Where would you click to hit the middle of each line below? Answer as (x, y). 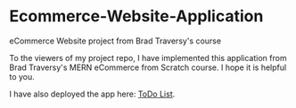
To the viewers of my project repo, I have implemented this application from (148, 58)
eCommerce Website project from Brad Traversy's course (115, 41)
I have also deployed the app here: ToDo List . (92, 94)
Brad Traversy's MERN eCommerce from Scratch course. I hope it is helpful (148, 67)
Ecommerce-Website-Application (136, 16)
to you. (22, 76)
